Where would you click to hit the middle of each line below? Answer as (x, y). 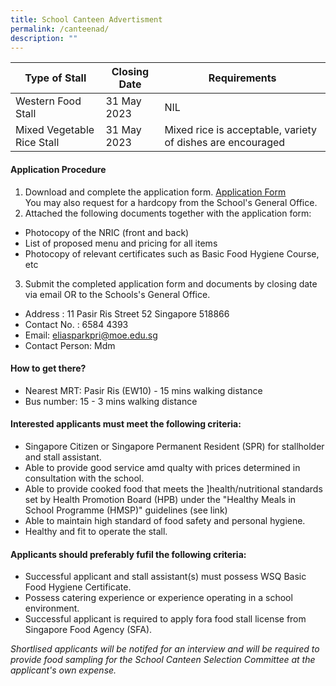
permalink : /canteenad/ (60, 29)
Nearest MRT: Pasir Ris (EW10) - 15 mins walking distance (143, 390)
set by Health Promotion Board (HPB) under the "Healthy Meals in (160, 499)
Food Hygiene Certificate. (78, 587)
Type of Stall (55, 78)
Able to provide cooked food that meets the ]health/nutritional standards (173, 488)
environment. (52, 608)
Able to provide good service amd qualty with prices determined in (162, 467)
